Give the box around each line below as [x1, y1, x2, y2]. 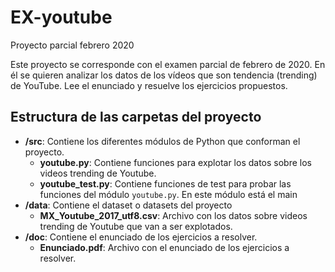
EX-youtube [10, 6, 113, 29]
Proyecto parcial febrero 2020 [10, 39, 135, 51]
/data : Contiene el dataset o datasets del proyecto [24, 199, 233, 211]
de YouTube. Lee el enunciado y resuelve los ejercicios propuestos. [10, 79, 288, 91]
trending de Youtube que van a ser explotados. [39, 220, 233, 232]
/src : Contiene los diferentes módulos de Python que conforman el [24, 135, 301, 147]
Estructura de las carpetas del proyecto [10, 109, 262, 126]
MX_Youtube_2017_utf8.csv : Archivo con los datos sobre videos [39, 209, 308, 221]
